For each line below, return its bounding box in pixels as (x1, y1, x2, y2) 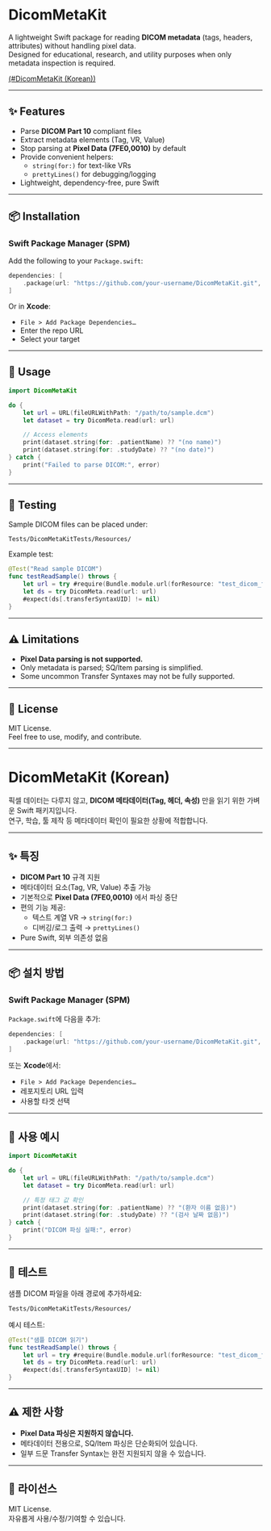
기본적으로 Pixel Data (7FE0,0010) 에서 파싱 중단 (19, 892, 178, 902)
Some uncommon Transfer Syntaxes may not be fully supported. (19, 671, 236, 681)
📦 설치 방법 (8, 967, 65, 980)
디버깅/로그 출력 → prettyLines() (31, 923, 141, 933)
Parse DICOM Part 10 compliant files (19, 126, 142, 136)
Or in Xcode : (8, 301, 51, 312)
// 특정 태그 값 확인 (23, 1196, 84, 1204)
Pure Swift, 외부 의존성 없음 (19, 933, 109, 942)
